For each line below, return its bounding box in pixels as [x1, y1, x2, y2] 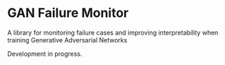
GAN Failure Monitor [7, 5, 129, 21]
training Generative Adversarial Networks [7, 35, 128, 44]
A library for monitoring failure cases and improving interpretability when [7, 28, 219, 37]
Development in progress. [7, 49, 83, 58]
